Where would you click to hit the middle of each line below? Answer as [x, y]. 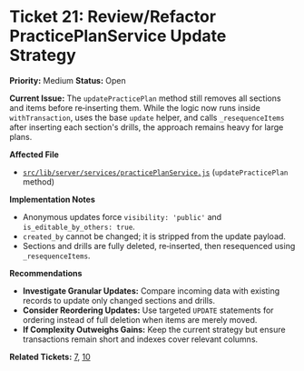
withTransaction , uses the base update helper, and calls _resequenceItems [147, 117]
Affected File [34, 154]
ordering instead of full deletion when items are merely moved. [140, 319]
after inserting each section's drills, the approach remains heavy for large [147, 127]
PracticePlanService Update [118, 36]
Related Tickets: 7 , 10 [50, 356]
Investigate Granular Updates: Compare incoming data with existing [151, 291]
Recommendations [46, 273]
